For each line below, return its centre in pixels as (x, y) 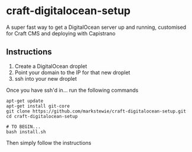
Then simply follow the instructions (49, 143)
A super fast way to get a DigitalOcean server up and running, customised (96, 27)
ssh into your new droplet (45, 78)
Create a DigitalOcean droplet (51, 66)
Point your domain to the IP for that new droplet (72, 72)
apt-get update (25, 101)
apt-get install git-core (38, 106)
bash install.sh (26, 132)
